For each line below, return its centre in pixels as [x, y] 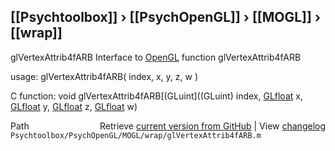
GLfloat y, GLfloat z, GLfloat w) [74, 106]
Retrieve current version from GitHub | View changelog [212, 126]
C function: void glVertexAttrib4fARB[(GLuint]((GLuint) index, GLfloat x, [156, 96]
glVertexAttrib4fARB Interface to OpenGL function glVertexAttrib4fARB [156, 57]
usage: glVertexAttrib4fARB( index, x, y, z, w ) [104, 76]
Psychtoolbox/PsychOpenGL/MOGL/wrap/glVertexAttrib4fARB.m [136, 135]
